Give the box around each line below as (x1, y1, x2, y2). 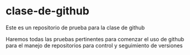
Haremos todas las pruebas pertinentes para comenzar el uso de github (5, 35, 185, 42)
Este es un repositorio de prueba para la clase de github (5, 24, 145, 31)
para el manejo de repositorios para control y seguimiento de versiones (5, 42, 183, 49)
